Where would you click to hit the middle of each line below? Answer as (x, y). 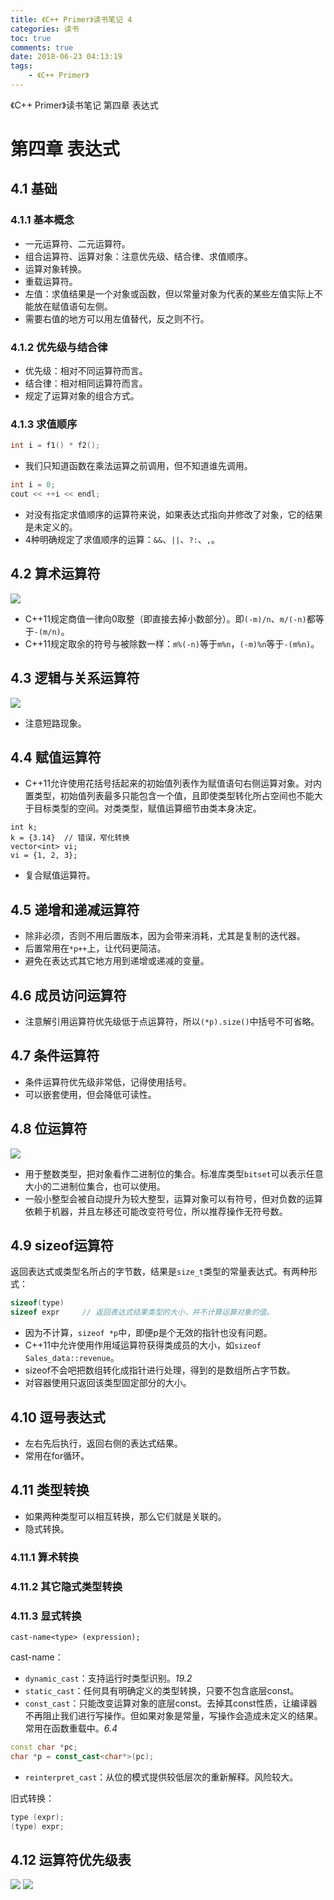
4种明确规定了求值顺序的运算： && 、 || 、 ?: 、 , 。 (122, 539)
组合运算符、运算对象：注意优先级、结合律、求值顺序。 (138, 256)
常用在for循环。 (57, 1456)
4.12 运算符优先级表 (71, 1859)
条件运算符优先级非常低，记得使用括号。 (108, 1082)
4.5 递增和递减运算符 (75, 909)
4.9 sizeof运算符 (62, 1246)
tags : (21, 66)
